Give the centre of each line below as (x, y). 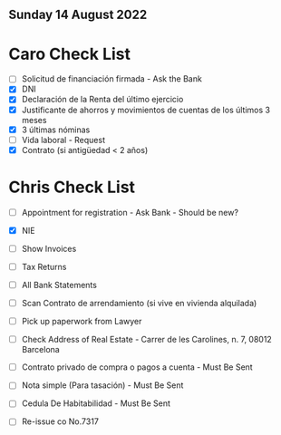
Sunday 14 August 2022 (78, 15)
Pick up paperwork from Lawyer (82, 322)
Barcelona (40, 350)
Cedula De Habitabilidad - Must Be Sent (96, 403)
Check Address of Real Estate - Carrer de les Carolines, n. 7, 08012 (147, 340)
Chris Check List (72, 187)
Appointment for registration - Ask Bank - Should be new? (130, 212)
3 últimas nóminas (56, 130)
